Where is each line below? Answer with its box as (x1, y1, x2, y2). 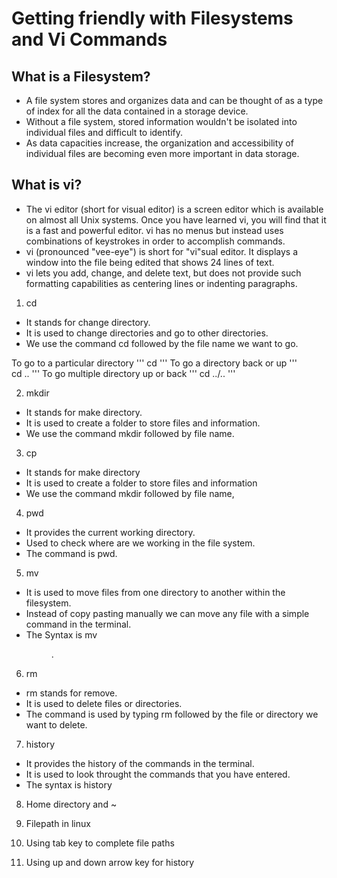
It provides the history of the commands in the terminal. (25, 757, 255, 769)
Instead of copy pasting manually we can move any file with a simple (25, 607, 310, 619)
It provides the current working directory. (25, 526, 196, 538)
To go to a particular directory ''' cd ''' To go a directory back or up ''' (11, 357, 298, 369)
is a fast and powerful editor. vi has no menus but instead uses (25, 224, 284, 236)
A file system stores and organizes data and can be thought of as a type (25, 95, 324, 106)
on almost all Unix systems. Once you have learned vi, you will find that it (25, 213, 327, 226)
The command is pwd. (25, 547, 118, 559)
